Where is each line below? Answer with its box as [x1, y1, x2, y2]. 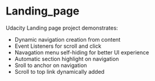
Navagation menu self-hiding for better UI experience [14, 48, 150, 56]
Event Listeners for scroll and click [14, 42, 102, 50]
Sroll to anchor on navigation [14, 62, 87, 69]
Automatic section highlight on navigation [14, 55, 120, 62]
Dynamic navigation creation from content [14, 36, 121, 43]
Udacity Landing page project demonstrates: [5, 24, 118, 31]
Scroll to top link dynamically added [14, 68, 105, 75]
